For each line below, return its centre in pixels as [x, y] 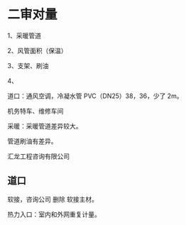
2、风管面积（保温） [37, 50]
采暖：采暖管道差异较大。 [45, 126]
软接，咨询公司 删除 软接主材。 [53, 199]
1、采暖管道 [24, 35]
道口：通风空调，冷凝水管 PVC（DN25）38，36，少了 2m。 [95, 96]
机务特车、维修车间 [35, 111]
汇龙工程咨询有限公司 [38, 156]
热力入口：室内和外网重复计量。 [54, 214]
